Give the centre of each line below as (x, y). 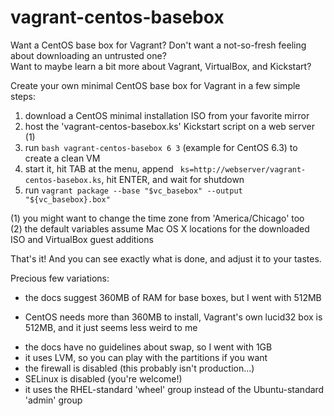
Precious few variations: (60, 278)
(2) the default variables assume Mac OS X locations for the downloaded (160, 228)
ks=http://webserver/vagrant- (243, 169)
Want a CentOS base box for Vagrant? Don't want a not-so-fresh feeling (158, 45)
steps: (23, 96)
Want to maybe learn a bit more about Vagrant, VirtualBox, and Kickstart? (161, 66)
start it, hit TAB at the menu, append (99, 168)
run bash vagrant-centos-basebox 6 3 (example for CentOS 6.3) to (161, 147)
